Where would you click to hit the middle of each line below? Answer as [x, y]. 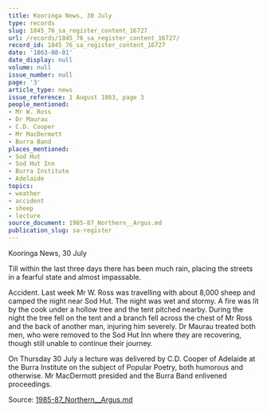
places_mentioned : [39, 149]
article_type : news [41, 90]
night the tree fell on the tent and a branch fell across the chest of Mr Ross [130, 318]
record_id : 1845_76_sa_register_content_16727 [87, 45]
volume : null [30, 68]
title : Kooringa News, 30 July [60, 16]
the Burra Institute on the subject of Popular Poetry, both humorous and [126, 367]
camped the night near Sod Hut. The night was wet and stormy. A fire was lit [133, 301]
